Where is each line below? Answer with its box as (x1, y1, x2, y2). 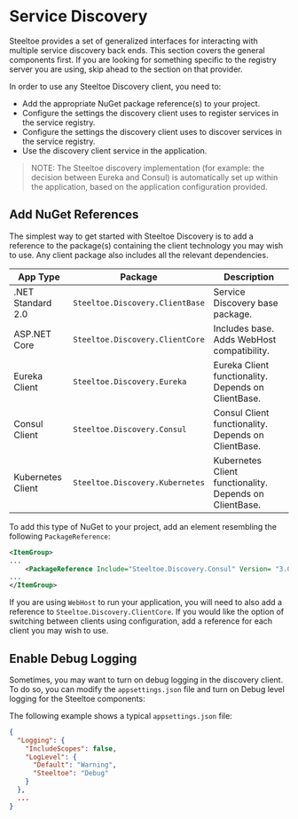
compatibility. (213, 344, 271, 357)
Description (223, 271, 275, 283)
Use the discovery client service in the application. (21, 145, 208, 156)
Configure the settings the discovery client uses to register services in (21, 107, 279, 118)
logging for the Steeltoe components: (9, 693, 145, 704)
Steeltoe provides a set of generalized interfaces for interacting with (9, 35, 259, 46)
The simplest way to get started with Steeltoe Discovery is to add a (9, 231, 255, 241)
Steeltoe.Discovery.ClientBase (72, 297, 206, 308)
